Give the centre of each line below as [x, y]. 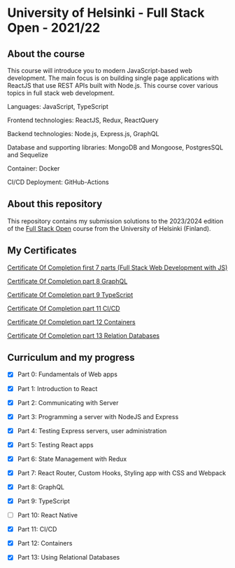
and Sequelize [28, 155]
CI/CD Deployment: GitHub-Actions [58, 182]
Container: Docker [34, 169]
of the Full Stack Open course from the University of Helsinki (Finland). [109, 228]
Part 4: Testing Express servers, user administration [92, 430]
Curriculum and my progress [71, 358]
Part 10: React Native [48, 515]
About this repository [55, 204]
